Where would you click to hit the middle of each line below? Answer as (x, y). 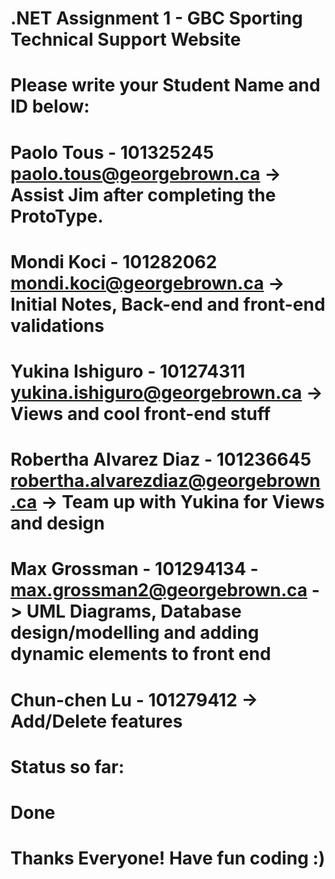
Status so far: (67, 766)
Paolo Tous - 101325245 (112, 152)
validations (57, 325)
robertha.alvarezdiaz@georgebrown (165, 481)
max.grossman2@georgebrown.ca (159, 590)
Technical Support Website (126, 39)
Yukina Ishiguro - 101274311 (128, 371)
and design (57, 523)
